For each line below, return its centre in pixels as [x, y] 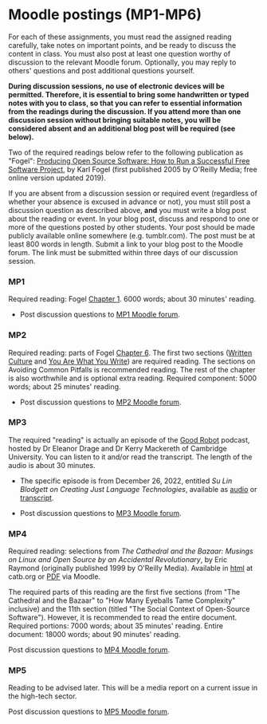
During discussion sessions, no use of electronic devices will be [116, 86]
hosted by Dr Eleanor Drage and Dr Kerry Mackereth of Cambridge [118, 448]
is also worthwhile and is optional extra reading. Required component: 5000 [133, 378]
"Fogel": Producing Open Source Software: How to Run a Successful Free [129, 160]
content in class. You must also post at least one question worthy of [120, 53]
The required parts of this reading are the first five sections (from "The [124, 592]
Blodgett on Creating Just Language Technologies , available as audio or [138, 489]
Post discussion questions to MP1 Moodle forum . [100, 315]
